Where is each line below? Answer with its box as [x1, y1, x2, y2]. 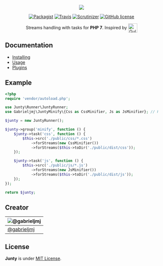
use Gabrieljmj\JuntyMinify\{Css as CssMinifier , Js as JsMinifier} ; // [5, 110, 155, 114]
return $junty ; [5, 190, 36, 195]
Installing [12, 54, 31, 60]
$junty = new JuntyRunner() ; [5, 118, 64, 123]
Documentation [5, 41, 53, 50]
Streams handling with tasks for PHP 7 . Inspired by [26, 24, 127, 30]
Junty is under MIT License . [5, 256, 62, 261]
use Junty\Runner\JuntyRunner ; [5, 105, 68, 110]
